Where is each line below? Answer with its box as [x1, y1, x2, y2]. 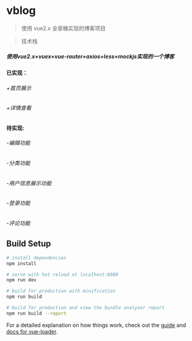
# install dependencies [6, 255, 67, 261]
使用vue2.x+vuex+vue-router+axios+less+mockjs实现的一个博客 [6, 52, 175, 60]
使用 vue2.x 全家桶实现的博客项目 [21, 24, 106, 32]
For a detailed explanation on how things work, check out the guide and [6, 321, 187, 329]
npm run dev [6, 277, 37, 283]
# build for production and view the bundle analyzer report [6, 305, 165, 311]
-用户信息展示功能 [6, 179, 52, 186]
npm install [6, 260, 37, 267]
